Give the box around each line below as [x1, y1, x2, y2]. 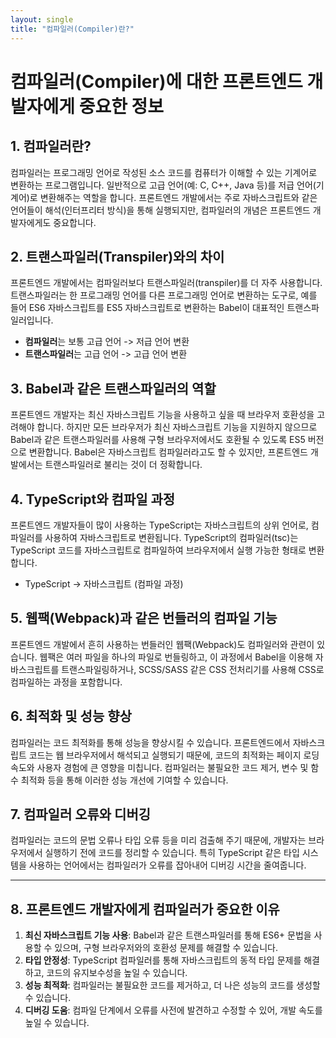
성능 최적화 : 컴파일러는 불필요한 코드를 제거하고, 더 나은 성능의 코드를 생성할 [24, 979, 321, 991]
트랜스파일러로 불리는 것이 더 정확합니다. [44, 459, 203, 471]
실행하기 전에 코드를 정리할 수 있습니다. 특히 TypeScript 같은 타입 [44, 847, 300, 859]
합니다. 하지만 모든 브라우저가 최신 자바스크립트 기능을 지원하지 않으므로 [36, 421, 318, 433]
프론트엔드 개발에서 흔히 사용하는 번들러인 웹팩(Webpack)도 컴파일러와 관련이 [10, 638, 315, 650]
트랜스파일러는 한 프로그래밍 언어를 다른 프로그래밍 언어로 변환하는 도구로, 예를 [10, 289, 318, 301]
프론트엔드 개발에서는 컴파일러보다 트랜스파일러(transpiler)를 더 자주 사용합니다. [10, 277, 323, 289]
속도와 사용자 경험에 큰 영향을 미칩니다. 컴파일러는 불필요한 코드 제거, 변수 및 [10, 761, 309, 773]
